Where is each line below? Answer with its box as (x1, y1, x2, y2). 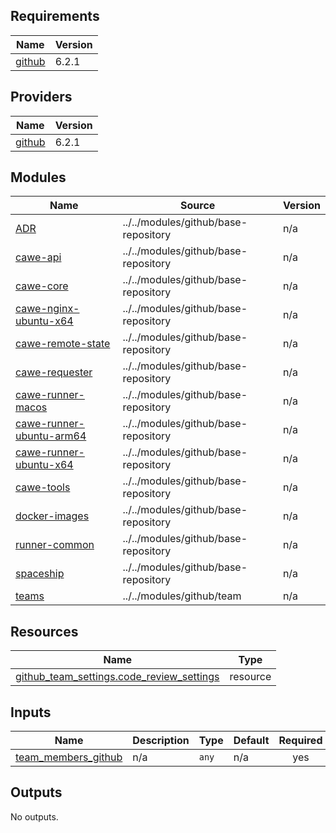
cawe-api (15, 250, 62, 264)
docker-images (15, 509, 90, 523)
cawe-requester (15, 365, 93, 379)
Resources (10, 623, 79, 640)
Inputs (10, 704, 52, 721)
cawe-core (15, 279, 69, 293)
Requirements (10, 8, 100, 25)
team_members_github (15, 750, 123, 764)
